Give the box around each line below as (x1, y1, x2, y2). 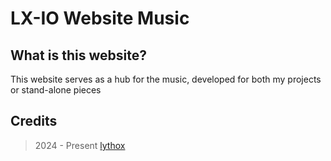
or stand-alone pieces (10, 84, 102, 96)
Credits (10, 113, 58, 130)
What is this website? (10, 47, 147, 64)
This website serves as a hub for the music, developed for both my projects (10, 73, 322, 85)
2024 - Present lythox (34, 139, 126, 151)
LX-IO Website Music (10, 7, 190, 30)
